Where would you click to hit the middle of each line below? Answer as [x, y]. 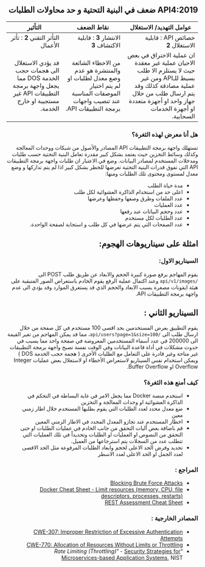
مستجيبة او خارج [38, 101]
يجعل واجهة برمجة [36, 85]
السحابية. [183, 116]
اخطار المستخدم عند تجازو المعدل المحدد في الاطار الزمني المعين [109, 421]
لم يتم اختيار [105, 85]
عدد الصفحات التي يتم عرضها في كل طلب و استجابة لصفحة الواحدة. [106, 225]
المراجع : [186, 469]
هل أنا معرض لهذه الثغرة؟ [165, 134]
